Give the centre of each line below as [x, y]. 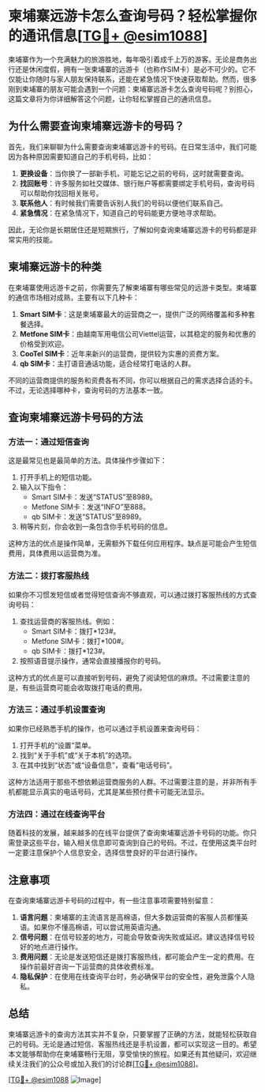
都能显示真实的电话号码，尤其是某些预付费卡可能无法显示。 [112, 792]
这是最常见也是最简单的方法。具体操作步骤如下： [88, 461]
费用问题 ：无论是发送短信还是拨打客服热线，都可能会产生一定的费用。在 [137, 956]
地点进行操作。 [58, 947]
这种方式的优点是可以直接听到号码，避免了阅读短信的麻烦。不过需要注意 [125, 677]
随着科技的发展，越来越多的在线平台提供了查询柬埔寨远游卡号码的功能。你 [129, 833]
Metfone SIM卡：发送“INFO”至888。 [91, 507]
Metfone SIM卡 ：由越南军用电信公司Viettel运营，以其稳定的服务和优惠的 [138, 333]
